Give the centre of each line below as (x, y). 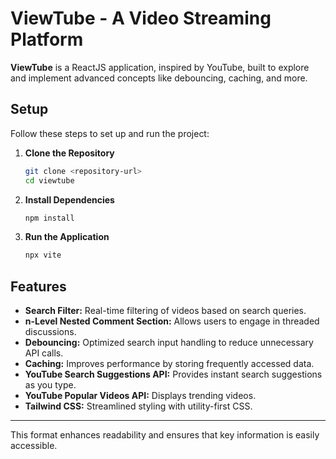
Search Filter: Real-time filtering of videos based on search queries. (165, 311)
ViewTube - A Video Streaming (141, 18)
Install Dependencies (69, 199)
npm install (49, 218)
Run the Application (67, 237)
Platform (47, 39)
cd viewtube (49, 180)
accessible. (34, 446)
